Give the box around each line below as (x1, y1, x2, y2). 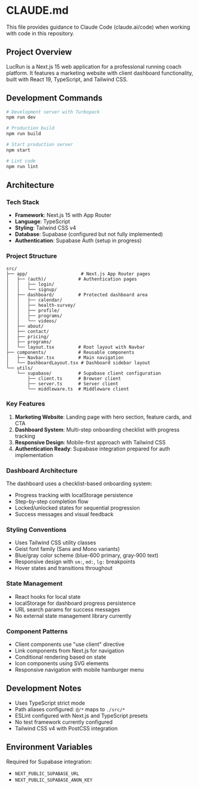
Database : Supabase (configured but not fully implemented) (14, 231, 163, 238)
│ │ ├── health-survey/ (6, 302, 76, 308)
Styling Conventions (6, 526, 67, 534)
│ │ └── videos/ (6, 318, 58, 324)
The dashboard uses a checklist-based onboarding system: (6, 480, 153, 488)
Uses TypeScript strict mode (14, 699, 85, 706)
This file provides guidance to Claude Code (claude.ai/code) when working (6, 23, 191, 31)
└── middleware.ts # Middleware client (27, 386, 129, 392)
